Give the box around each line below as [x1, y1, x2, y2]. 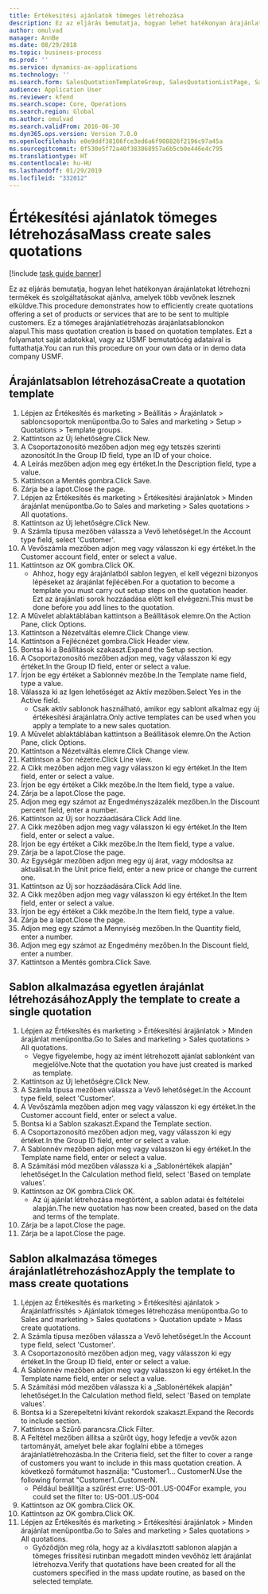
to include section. [20, 1416, 82, 1425]
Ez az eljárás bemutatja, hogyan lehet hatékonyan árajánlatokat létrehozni [9, 284, 251, 293]
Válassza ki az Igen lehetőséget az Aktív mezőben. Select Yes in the [20, 687, 242, 696]
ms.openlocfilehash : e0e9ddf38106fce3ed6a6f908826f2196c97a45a [9, 137, 223, 145]
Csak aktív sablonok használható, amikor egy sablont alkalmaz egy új [32, 704, 260, 713]
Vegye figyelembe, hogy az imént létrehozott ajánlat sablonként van [32, 1051, 255, 1061]
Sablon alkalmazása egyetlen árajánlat [9, 980, 204, 994]
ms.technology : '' [9, 71, 70, 79]
